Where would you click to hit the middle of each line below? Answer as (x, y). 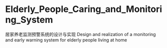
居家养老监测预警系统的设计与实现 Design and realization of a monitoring (80, 34)
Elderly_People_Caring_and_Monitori (84, 9)
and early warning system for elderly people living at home (66, 40)
